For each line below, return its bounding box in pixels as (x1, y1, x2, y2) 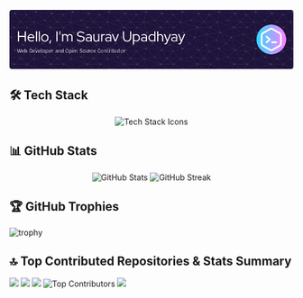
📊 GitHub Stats (9, 143, 97, 158)
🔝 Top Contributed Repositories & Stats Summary (9, 253, 292, 268)
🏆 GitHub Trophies (9, 199, 120, 214)
